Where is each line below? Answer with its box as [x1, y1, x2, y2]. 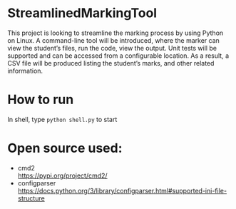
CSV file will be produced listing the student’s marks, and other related [7, 58, 215, 67]
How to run [7, 91, 74, 108]
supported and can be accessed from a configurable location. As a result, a [7, 51, 230, 60]
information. [7, 66, 43, 75]
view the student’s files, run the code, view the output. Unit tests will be [7, 44, 217, 52]
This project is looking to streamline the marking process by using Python [7, 29, 224, 37]
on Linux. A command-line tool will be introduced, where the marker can [7, 36, 220, 44]
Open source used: [7, 141, 123, 156]
